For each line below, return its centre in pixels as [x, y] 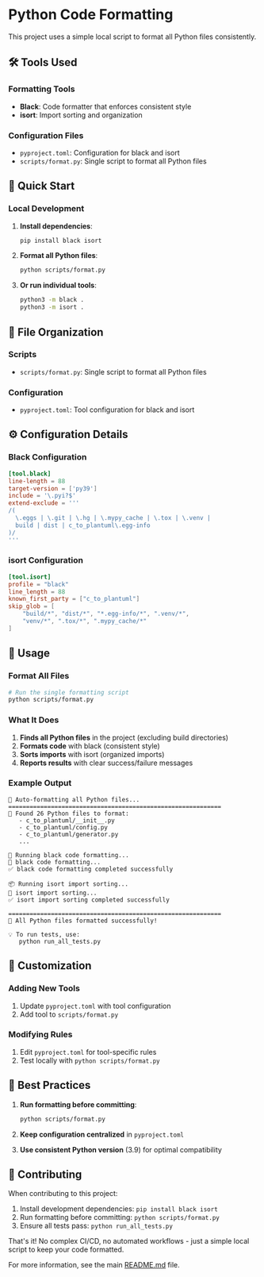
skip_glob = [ [32, 606]
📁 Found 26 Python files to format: [69, 814]
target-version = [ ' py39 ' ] [53, 488]
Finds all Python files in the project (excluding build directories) [124, 737]
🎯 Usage [29, 654]
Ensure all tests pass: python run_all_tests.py [96, 1226]
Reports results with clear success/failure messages [106, 763]
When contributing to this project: [63, 1194]
